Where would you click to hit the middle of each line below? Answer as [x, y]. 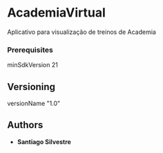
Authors [25, 125]
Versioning [31, 87]
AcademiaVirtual [56, 13]
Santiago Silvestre [44, 142]
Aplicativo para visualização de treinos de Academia [82, 32]
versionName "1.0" [34, 103]
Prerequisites [30, 50]
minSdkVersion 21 [33, 65]
